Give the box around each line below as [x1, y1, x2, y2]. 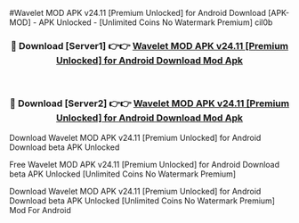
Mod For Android [9, 204, 71, 215]
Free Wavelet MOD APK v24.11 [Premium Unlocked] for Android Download [9, 159, 280, 169]
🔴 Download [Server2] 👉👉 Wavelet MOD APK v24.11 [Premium [9, 97, 290, 110]
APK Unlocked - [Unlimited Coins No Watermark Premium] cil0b [38, 17, 273, 28]
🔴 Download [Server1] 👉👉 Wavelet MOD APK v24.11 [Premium [10, 39, 289, 52]
